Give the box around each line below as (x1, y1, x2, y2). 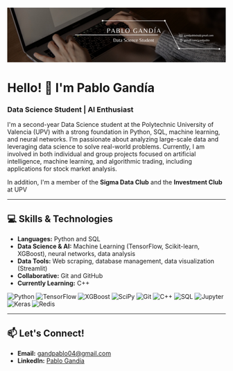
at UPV (7, 185, 28, 194)
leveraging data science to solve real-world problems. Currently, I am (7, 143, 205, 151)
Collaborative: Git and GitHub (17, 272, 103, 280)
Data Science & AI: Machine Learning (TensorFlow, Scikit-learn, (17, 242, 200, 250)
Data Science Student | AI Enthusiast (7, 105, 134, 114)
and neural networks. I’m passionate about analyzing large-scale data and (7, 135, 219, 144)
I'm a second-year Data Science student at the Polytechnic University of (7, 121, 214, 129)
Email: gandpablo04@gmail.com (17, 350, 112, 358)
